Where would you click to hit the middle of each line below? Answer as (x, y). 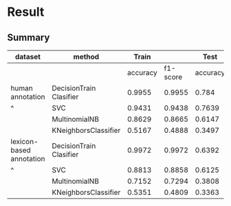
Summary (29, 38)
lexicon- (25, 142)
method (86, 57)
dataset (28, 57)
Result (26, 12)
